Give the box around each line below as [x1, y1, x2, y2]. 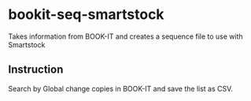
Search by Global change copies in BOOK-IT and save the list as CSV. [8, 84, 234, 93]
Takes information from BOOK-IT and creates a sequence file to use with [8, 32, 244, 41]
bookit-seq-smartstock [8, 6, 164, 24]
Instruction [8, 63, 64, 77]
